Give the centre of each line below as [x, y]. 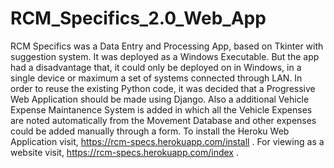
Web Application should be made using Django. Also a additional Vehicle [160, 99]
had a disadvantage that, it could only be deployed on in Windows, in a [156, 67]
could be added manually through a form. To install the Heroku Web [150, 131]
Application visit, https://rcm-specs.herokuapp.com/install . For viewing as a [167, 141]
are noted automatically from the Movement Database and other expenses [163, 120]
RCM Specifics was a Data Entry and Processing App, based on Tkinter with [167, 46]
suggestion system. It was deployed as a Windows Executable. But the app [165, 56]
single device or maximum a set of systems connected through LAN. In [156, 78]
